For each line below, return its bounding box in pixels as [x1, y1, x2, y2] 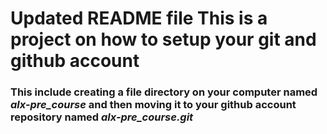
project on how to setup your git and [10, 28, 317, 51]
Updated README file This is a [10, 7, 268, 30]
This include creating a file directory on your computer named [10, 85, 318, 99]
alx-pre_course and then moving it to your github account [10, 98, 297, 112]
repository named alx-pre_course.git [10, 110, 194, 124]
